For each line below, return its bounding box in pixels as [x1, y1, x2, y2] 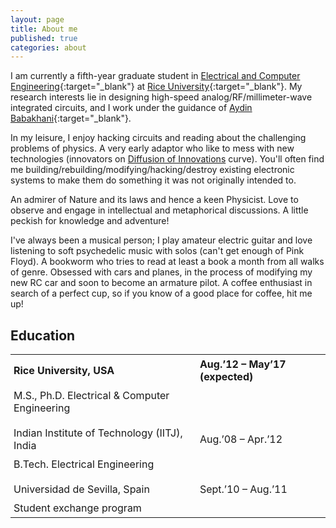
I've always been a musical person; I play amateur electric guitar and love [10, 234, 313, 246]
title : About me [10, 24, 78, 34]
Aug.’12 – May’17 [199, 357, 287, 371]
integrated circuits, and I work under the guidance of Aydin [10, 102, 253, 114]
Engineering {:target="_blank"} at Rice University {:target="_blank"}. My [10, 81, 303, 93]
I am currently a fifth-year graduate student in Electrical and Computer [10, 70, 301, 82]
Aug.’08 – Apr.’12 [199, 432, 283, 446]
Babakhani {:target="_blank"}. [10, 112, 132, 125]
